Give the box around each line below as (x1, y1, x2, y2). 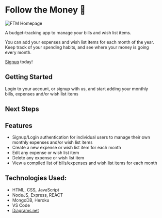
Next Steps (5, 105, 39, 113)
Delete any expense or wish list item (12, 155, 84, 160)
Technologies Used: (5, 174, 67, 182)
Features (5, 121, 32, 130)
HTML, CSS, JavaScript (12, 187, 60, 193)
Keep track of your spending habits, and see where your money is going (5, 44, 149, 50)
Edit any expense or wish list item (12, 150, 79, 156)
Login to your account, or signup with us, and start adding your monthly (5, 86, 148, 92)
